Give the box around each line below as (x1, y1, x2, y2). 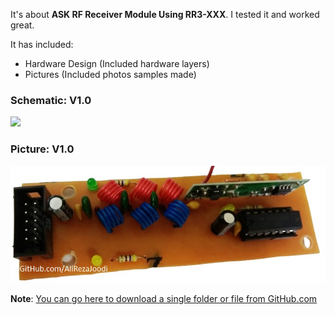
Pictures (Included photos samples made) (24, 69, 197, 80)
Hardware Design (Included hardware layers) (24, 58, 210, 69)
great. (10, 19, 35, 31)
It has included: (10, 39, 74, 50)
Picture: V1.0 (10, 142, 75, 156)
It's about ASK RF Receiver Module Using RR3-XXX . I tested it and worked (10, 9, 320, 20)
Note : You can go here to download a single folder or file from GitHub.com (10, 293, 318, 305)
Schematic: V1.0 (10, 93, 92, 107)
